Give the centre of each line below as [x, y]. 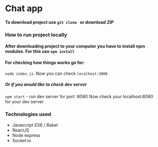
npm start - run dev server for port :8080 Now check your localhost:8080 [79, 97]
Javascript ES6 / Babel [35, 125]
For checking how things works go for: [45, 62]
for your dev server [24, 102]
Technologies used [28, 114]
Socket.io [22, 140]
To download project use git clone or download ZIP [59, 22]
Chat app [24, 8]
